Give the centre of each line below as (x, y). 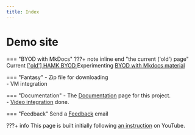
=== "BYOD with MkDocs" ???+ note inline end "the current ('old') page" (97, 59)
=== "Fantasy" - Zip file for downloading (57, 77)
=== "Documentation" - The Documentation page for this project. (89, 95)
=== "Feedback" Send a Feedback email (57, 114)
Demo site (33, 42)
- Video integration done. (38, 102)
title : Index (23, 12)
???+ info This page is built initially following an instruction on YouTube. (96, 125)
